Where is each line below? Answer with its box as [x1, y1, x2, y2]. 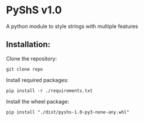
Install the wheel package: [6, 98, 69, 105]
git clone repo [6, 66, 43, 72]
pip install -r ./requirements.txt [6, 88, 93, 94]
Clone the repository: [6, 55, 57, 62]
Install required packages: [6, 76, 69, 83]
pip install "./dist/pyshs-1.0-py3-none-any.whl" [6, 109, 130, 115]
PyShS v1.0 [6, 3, 63, 17]
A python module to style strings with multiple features [6, 23, 139, 30]
